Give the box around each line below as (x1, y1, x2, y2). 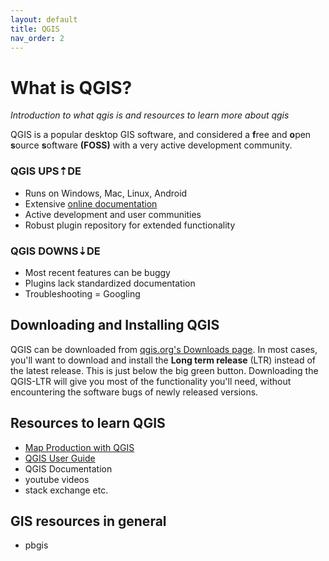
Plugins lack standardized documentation (24, 277, 196, 289)
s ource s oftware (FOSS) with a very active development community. (10, 139, 293, 151)
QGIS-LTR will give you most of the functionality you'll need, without (10, 375, 292, 387)
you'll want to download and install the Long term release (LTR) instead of (10, 354, 317, 366)
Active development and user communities (24, 208, 202, 220)
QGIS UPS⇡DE (10, 164, 82, 178)
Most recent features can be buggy (24, 266, 171, 278)
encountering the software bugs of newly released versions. (10, 386, 259, 398)
